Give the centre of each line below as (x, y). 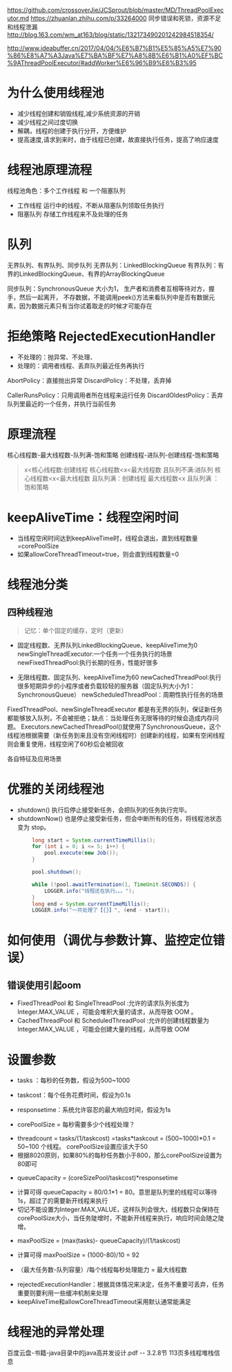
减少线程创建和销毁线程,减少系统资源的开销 (78, 113)
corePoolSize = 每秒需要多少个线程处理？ (76, 1124)
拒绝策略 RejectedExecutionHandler (112, 336)
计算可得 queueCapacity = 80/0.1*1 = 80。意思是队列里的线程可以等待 (117, 1192)
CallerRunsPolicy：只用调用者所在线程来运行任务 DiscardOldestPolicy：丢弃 (115, 395)
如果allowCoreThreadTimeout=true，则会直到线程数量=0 (98, 554)
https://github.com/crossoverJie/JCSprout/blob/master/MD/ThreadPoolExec (116, 10)
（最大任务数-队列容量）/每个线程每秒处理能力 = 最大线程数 (102, 1270)
